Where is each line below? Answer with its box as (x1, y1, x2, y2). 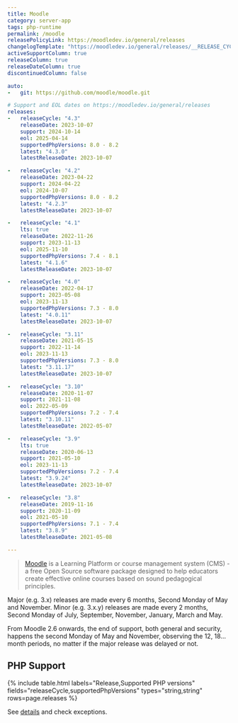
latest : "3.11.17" (20, 363, 74, 370)
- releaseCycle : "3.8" (7, 494, 81, 501)
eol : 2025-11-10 (20, 246, 69, 253)
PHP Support (7, 660, 66, 672)
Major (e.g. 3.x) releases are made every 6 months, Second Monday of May (7, 596, 228, 604)
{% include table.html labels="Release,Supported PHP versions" (7, 678, 195, 687)
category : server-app (7, 17, 72, 24)
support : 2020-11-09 (20, 507, 81, 514)
